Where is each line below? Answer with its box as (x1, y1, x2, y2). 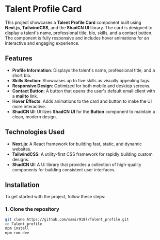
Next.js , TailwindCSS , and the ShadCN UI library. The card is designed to (5, 24, 153, 30)
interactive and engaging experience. (5, 40, 80, 46)
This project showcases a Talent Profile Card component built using (5, 19, 142, 25)
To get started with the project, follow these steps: (5, 194, 106, 200)
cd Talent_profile (5, 222, 42, 226)
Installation (5, 181, 40, 189)
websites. (12, 146, 32, 152)
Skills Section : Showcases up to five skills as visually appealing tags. (12, 77, 151, 83)
